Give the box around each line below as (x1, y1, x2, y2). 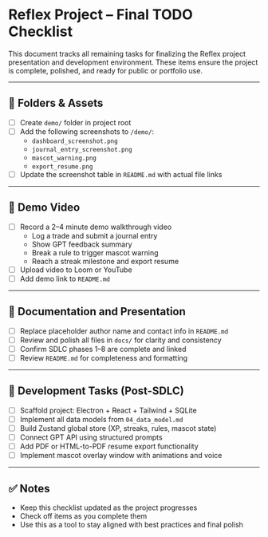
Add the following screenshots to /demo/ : (19, 126, 154, 136)
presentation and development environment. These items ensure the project (8, 57, 258, 67)
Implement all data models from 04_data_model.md (19, 414, 183, 424)
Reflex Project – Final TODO (8, 6, 193, 24)
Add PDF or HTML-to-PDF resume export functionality (19, 441, 199, 452)
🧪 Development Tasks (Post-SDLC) (8, 385, 185, 398)
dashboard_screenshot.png (31, 137, 118, 145)
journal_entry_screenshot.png (31, 145, 133, 153)
